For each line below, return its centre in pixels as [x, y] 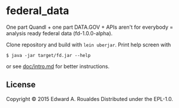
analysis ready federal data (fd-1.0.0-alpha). [59, 33]
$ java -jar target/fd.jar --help [49, 55]
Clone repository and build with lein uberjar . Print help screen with [89, 45]
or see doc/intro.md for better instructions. [58, 66]
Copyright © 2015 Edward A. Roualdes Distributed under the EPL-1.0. [90, 99]
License [21, 85]
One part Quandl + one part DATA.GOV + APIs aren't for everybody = [90, 27]
